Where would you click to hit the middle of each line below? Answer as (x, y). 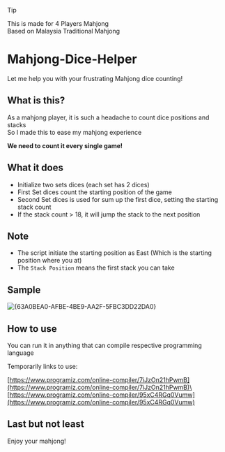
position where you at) (49, 261)
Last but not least (46, 424)
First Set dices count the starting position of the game (94, 192)
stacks (17, 124)
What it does (36, 168)
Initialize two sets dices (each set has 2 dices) (83, 184)
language (21, 353)
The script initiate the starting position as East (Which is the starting (115, 253)
